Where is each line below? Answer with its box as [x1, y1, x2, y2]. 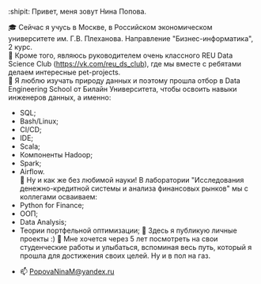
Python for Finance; [19, 201, 85, 210]
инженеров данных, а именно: [8, 93, 112, 102]
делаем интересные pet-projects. [8, 67, 121, 77]
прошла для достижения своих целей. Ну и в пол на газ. [19, 251, 211, 260]
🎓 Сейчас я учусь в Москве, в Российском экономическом [8, 23, 213, 32]
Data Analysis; [19, 218, 67, 226]
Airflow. [19, 167, 45, 176]
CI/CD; [19, 125, 42, 134]
